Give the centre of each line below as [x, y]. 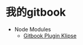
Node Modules [33, 29]
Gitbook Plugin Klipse [50, 35]
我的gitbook [36, 12]
